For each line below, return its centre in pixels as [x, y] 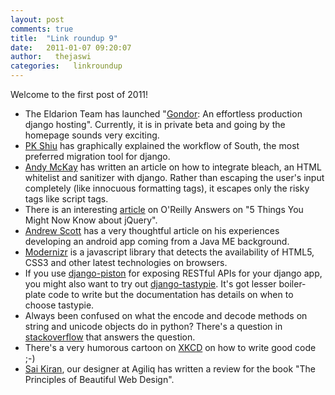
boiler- [292, 284]
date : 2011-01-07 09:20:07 [71, 47]
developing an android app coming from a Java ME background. [157, 241]
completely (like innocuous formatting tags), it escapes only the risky [167, 188]
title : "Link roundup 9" [64, 38]
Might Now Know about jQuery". [91, 220]
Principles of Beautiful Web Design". [99, 379]
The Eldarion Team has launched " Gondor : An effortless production [163, 114]
